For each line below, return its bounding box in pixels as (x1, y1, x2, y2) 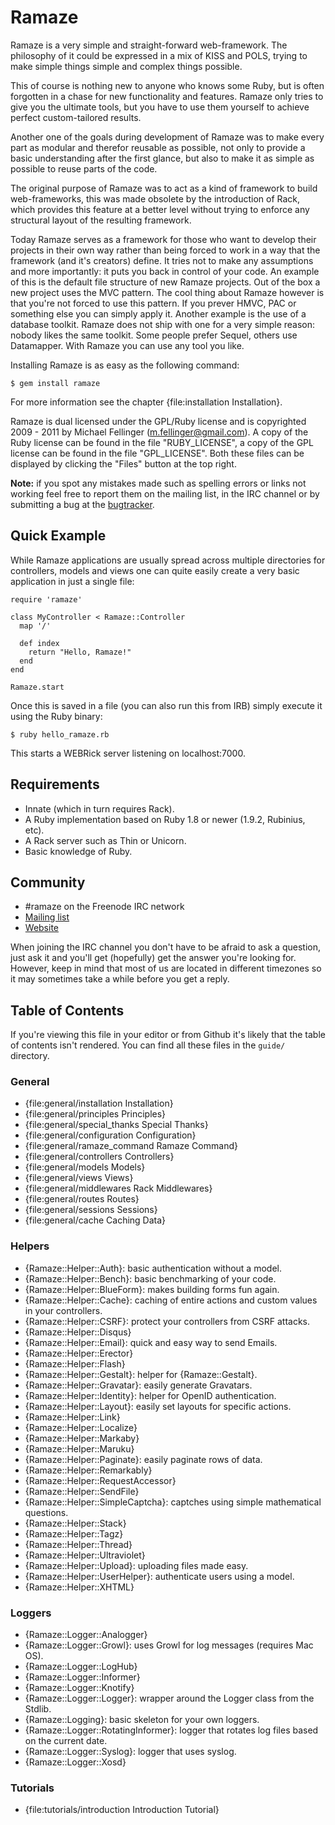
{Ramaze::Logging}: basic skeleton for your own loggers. (24, 1714, 260, 1726)
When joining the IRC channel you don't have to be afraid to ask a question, (10, 941, 321, 953)
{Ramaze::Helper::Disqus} (24, 1326, 132, 1338)
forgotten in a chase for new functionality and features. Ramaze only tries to (10, 90, 324, 102)
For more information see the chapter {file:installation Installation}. (10, 396, 283, 408)
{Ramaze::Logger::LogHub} (24, 1661, 138, 1673)
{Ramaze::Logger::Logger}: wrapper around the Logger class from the (24, 1692, 315, 1705)
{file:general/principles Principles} (24, 1108, 167, 1120)
